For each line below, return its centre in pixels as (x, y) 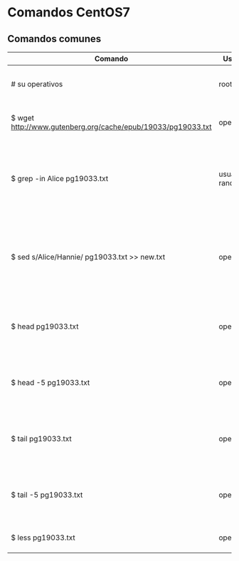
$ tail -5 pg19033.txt (47, 495)
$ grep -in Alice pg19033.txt (60, 179)
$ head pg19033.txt (45, 326)
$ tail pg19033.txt (42, 439)
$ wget (22, 118)
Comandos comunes (54, 39)
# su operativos (37, 84)
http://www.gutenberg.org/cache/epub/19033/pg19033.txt (111, 127)
